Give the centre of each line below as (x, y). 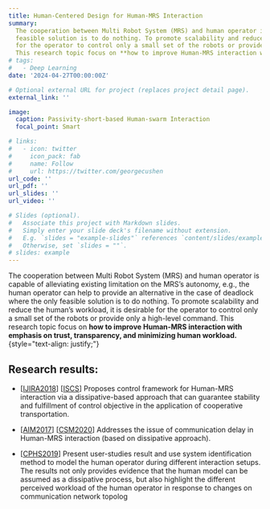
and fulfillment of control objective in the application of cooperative (131, 405)
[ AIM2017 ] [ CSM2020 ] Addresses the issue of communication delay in (137, 430)
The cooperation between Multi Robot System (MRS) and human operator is (134, 276)
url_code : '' (30, 179)
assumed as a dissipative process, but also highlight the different (127, 479)
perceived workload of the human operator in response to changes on (136, 487)
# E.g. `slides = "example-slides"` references (93, 238)
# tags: (21, 61)
